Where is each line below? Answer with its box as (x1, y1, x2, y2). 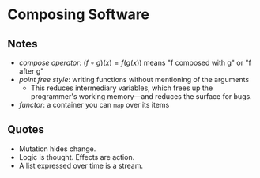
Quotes (7, 123, 45, 136)
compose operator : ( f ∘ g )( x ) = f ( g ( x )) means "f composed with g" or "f (18, 58, 252, 67)
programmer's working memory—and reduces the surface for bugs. (30, 92, 252, 100)
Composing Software (7, 6, 150, 24)
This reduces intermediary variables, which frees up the (30, 83, 213, 93)
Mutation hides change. (18, 144, 96, 153)
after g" (18, 66, 44, 76)
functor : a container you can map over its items (18, 100, 170, 109)
